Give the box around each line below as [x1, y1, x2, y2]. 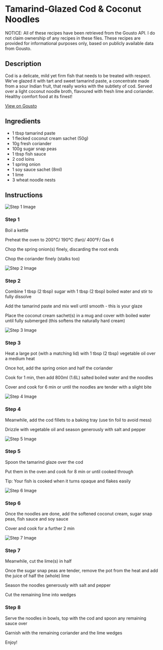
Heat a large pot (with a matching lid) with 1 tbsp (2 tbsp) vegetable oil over [5, 350, 156, 356]
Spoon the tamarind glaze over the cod [5, 459, 84, 465]
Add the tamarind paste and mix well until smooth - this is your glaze [5, 303, 143, 309]
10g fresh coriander [12, 140, 52, 146]
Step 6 [5, 499, 21, 506]
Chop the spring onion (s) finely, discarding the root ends [5, 246, 119, 252]
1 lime [12, 172, 24, 177]
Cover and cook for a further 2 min [5, 525, 75, 531]
